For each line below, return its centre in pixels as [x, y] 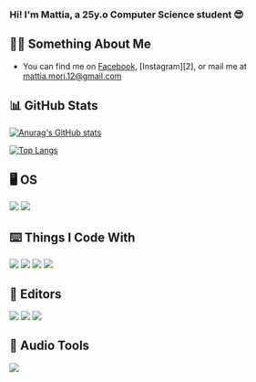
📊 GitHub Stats [54, 106]
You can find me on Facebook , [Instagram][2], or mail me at [135, 66]
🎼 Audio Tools [49, 346]
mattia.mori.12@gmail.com [72, 76]
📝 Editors [36, 294]
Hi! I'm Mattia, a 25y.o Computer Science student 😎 [127, 15]
